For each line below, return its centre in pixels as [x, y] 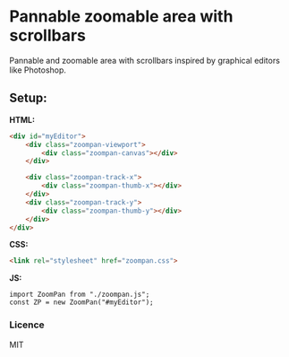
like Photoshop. [38, 70]
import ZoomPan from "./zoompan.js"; [80, 295]
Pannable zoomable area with [121, 17]
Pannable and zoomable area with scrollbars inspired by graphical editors [144, 60]
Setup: [28, 98]
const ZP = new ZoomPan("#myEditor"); [81, 302]
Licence [27, 325]
